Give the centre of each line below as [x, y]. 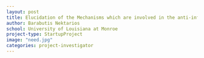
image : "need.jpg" [29, 40]
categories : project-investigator [50, 46]
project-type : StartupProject [45, 34]
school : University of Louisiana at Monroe [62, 29]
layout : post [23, 12]
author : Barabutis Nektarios [43, 23]
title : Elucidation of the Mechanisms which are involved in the [90, 18]
